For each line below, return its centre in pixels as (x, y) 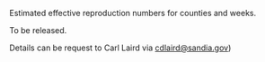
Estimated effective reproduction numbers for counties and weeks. (133, 13)
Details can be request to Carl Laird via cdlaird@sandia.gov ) (120, 48)
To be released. (38, 30)
